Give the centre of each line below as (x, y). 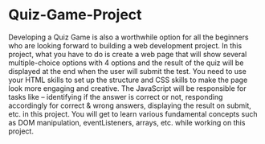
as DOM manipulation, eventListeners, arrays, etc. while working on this (127, 122)
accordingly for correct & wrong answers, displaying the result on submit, (130, 105)
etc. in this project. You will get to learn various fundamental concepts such (133, 113)
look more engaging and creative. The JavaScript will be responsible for (127, 88)
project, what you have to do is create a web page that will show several (128, 54)
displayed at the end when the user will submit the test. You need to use (127, 71)
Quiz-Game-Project (75, 15)
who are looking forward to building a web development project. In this (125, 45)
